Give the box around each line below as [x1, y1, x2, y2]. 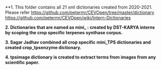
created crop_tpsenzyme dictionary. [5, 45, 81, 50]
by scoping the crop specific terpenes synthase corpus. [5, 30, 123, 35]
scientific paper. [5, 60, 40, 65]
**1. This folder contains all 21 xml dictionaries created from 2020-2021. [5, 4, 153, 10]
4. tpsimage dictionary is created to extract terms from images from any [5, 54, 157, 60]
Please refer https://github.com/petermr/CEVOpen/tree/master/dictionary [5, 9, 155, 15]
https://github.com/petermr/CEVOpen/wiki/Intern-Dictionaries [5, 15, 131, 20]
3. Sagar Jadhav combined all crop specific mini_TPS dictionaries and [5, 39, 151, 45]
